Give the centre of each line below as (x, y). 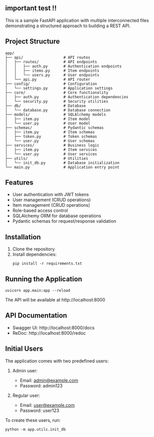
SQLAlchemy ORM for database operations (57, 216)
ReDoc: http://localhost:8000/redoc (49, 333)
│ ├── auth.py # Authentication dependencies (67, 97)
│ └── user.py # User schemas (50, 141)
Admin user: (25, 370)
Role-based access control (40, 211)
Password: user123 (39, 410)
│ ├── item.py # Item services (51, 150)
